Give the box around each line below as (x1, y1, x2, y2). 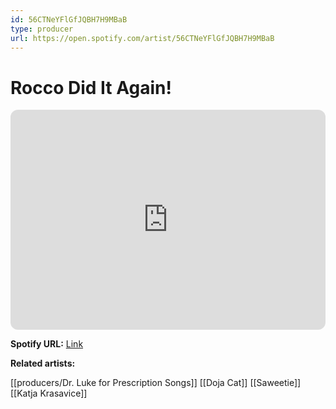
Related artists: (10, 357, 76, 370)
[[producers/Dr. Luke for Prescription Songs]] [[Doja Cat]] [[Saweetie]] (10, 377, 302, 389)
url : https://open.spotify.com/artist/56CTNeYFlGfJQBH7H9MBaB (10, 33, 275, 43)
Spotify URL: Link (10, 338, 84, 350)
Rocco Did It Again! (10, 76, 172, 99)
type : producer (10, 24, 74, 34)
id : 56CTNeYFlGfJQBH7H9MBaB (10, 14, 128, 25)
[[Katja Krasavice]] (10, 387, 88, 400)
